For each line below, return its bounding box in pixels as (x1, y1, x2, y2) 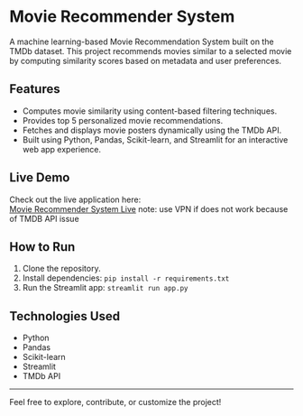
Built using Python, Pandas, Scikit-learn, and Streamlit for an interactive (22, 134, 289, 145)
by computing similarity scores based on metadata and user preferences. (9, 55, 282, 66)
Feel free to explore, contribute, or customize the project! (9, 397, 222, 408)
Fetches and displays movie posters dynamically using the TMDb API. (22, 125, 282, 135)
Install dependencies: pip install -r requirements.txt (22, 273, 230, 283)
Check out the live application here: (9, 194, 142, 205)
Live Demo (9, 170, 70, 186)
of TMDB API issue (9, 213, 79, 224)
